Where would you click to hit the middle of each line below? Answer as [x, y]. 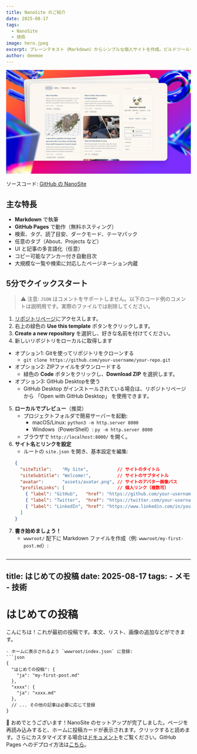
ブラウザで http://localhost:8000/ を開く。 [77, 436]
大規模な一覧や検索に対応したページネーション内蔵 [76, 263]
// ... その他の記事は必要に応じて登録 [53, 705]
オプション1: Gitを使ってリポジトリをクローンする [74, 353]
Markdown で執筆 [36, 219]
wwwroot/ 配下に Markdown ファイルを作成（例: [80, 538]
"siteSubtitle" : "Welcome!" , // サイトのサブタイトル [94, 476]
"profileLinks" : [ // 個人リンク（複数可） [94, 488]
